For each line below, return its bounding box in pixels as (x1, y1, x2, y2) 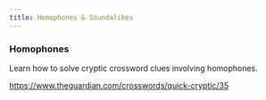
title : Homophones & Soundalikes (9, 12, 134, 22)
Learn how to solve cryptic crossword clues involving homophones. (9, 62, 259, 73)
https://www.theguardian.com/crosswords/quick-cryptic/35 (9, 79, 229, 90)
